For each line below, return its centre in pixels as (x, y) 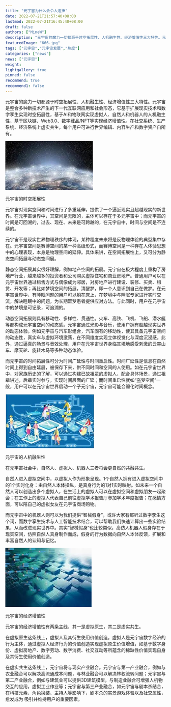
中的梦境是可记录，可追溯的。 (36, 307)
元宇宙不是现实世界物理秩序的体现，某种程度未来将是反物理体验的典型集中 (83, 239)
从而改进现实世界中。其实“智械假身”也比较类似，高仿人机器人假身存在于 (90, 527)
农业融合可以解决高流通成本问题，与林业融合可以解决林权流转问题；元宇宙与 (85, 673)
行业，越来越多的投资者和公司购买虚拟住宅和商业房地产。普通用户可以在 (90, 275)
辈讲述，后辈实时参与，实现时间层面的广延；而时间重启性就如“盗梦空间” (81, 380)
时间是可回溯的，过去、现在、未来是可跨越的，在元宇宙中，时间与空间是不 (83, 222)
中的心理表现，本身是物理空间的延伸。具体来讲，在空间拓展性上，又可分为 (83, 252)
